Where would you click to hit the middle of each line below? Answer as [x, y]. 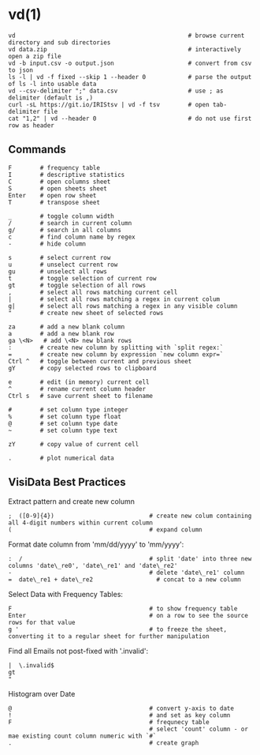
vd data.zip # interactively [125, 49]
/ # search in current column [70, 223]
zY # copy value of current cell [74, 444]
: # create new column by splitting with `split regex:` [116, 347]
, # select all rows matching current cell [93, 292]
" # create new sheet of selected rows [86, 313]
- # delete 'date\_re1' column [126, 573]
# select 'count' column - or [199, 729]
